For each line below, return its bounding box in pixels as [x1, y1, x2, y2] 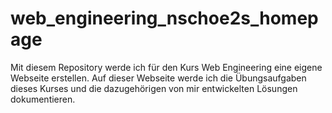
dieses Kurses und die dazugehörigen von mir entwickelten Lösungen [10, 82, 298, 94]
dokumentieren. [10, 93, 76, 105]
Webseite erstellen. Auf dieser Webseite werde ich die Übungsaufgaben [10, 72, 307, 84]
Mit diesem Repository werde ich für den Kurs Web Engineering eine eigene [10, 61, 323, 73]
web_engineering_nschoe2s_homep [10, 7, 319, 30]
